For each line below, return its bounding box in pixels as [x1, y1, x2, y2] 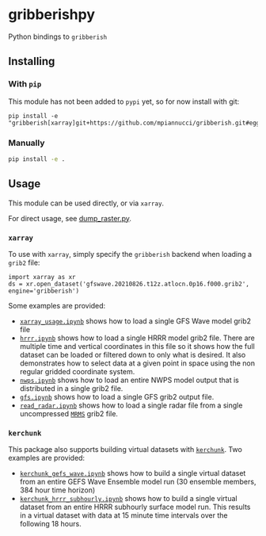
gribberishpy [8, 6, 96, 24]
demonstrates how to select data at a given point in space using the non [19, 358, 256, 368]
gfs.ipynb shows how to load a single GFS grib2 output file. [19, 392, 215, 401]
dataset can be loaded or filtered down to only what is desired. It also [19, 350, 246, 359]
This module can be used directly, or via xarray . [8, 198, 165, 208]
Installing [8, 55, 55, 68]
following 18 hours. [19, 519, 82, 529]
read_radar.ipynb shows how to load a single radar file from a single [19, 400, 243, 410]
